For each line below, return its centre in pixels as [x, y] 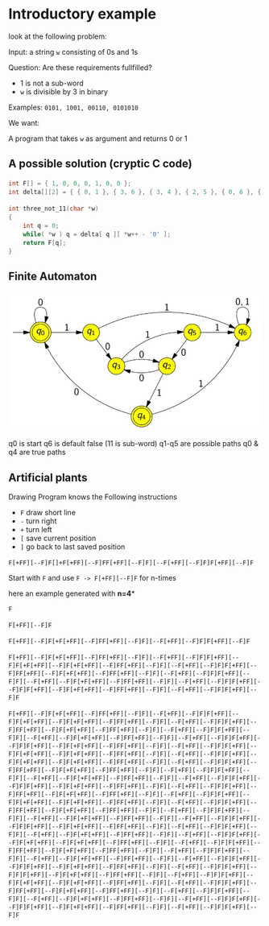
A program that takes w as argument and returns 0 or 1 [98, 138]
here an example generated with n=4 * [72, 593]
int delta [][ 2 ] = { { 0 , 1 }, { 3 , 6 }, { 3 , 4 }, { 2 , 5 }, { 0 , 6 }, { [135, 192]
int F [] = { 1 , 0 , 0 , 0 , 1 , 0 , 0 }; [70, 183]
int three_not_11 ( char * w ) [54, 209]
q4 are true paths [37, 453]
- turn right [38, 521]
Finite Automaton [53, 277]
